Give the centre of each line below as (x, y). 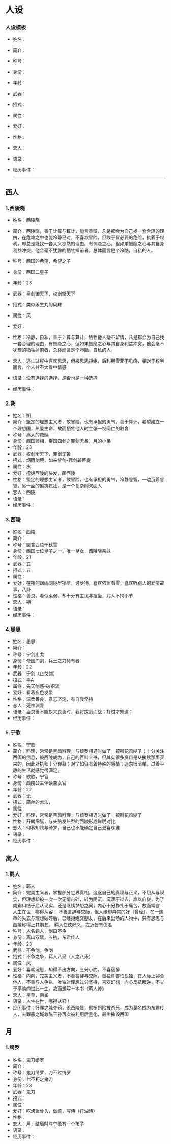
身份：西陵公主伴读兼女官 (39, 783)
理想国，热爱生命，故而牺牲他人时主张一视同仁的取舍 (73, 428)
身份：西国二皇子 (31, 272)
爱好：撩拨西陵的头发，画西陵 (44, 473)
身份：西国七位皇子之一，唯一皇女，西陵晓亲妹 (62, 551)
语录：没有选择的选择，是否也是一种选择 (55, 378)
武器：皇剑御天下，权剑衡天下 (44, 294)
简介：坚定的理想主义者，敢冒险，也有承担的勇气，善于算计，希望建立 (86, 422)
